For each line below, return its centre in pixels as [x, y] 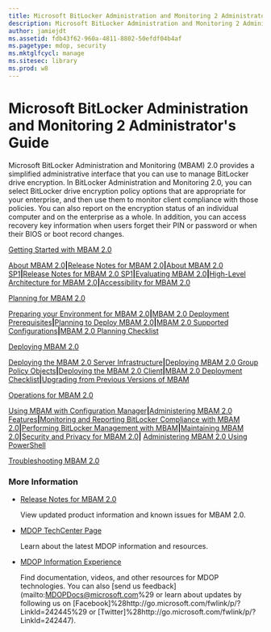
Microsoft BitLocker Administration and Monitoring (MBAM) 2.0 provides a [131, 165]
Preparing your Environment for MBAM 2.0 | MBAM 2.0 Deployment [119, 314]
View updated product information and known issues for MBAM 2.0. [133, 515]
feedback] [159, 586]
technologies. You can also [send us [80, 586]
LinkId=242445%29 [53, 612]
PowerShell [27, 445]
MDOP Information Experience [71, 562]
